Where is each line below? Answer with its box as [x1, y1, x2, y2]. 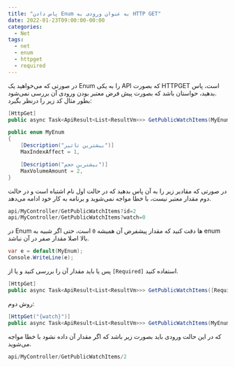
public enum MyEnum [8, 129, 65, 136]
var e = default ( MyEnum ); [8, 247, 83, 255]
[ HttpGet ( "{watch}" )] [8, 312, 71, 320]
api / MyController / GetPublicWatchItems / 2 [8, 353, 128, 360]
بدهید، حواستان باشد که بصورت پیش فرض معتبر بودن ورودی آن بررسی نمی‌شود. [8, 89, 217, 97]
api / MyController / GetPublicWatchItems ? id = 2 [8, 208, 137, 215]
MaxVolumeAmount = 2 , [20, 167, 83, 175]
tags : [8, 36, 24, 43]
